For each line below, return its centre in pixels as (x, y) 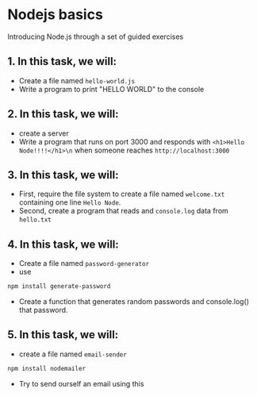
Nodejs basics (56, 15)
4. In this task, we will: (63, 244)
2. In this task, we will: (63, 114)
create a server (44, 133)
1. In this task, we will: (62, 62)
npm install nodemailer (47, 368)
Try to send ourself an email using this (81, 383)
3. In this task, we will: (63, 175)
